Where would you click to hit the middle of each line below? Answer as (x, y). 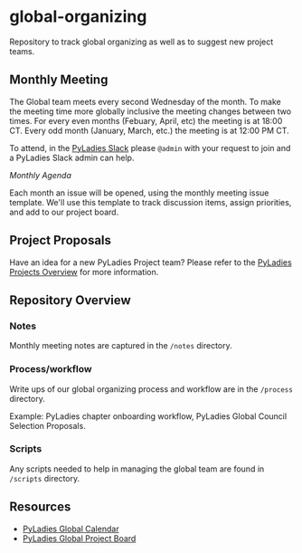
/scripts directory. (44, 478)
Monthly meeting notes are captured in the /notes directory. (121, 346)
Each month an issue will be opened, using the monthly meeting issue (139, 193)
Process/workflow (51, 369)
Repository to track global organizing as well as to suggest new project (142, 42)
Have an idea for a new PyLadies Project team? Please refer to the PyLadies (151, 262)
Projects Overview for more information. (84, 272)
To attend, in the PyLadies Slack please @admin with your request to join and (150, 148)
